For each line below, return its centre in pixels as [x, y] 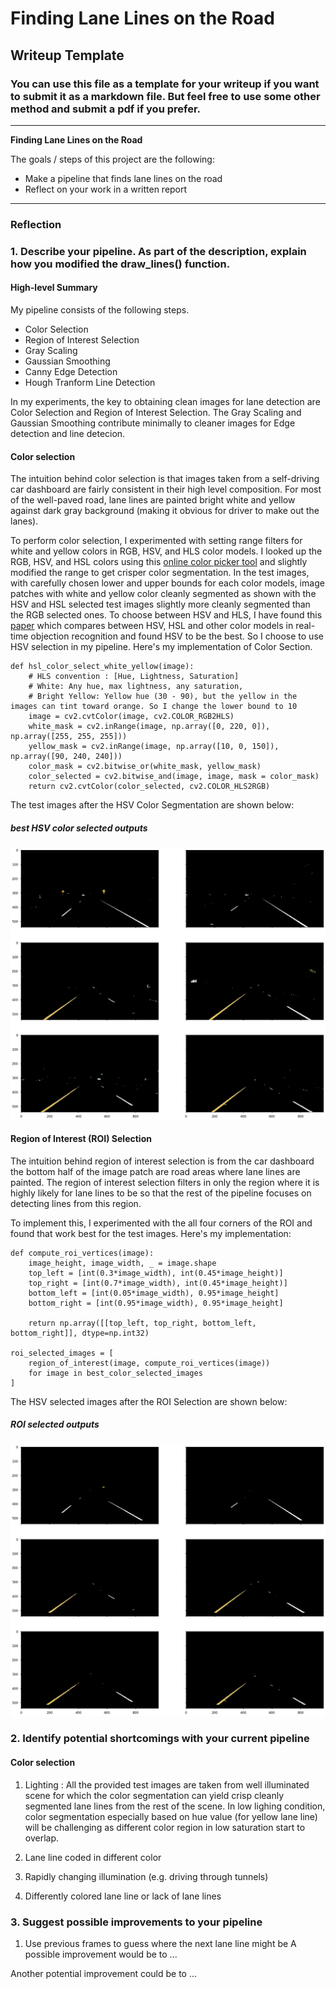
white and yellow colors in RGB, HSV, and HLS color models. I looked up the [166, 551]
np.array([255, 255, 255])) [69, 737]
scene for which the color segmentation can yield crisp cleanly [154, 1795]
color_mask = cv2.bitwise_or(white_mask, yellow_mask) [145, 767]
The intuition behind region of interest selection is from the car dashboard [162, 1161]
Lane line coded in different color [93, 1857]
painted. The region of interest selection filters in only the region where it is [165, 1182]
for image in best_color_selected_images [115, 1373]
